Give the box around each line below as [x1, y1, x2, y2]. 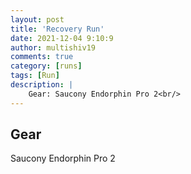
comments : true [10, 52, 74, 62]
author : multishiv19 [10, 42, 97, 53]
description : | [10, 80, 74, 90]
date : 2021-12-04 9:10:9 [10, 33, 114, 43]
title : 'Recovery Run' [10, 24, 105, 34]
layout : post [10, 14, 65, 25]
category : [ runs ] [10, 61, 83, 71]
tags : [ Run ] [10, 71, 60, 81]
